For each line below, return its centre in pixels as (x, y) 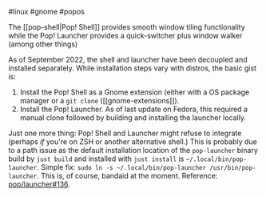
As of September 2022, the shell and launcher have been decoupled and (128, 60)
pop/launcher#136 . (39, 184)
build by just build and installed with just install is (96, 159)
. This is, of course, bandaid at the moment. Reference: (127, 176)
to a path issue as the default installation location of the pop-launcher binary (133, 150)
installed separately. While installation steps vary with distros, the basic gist (133, 68)
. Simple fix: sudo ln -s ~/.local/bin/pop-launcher (121, 167)
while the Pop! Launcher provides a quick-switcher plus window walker (125, 36)
